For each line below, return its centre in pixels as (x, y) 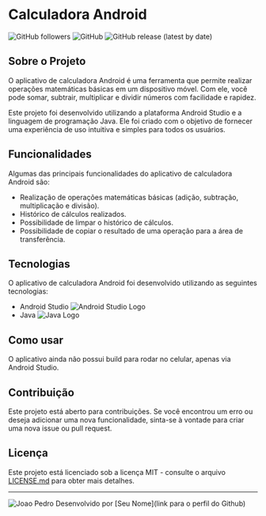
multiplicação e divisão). (59, 205)
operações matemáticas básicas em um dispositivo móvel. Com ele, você (128, 89)
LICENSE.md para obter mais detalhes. (71, 480)
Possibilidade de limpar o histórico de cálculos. (97, 222)
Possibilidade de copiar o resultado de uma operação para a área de (131, 230)
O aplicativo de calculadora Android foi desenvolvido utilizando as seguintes (133, 283)
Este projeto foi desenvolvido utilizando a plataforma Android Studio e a (125, 112)
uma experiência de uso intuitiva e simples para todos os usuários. (117, 129)
